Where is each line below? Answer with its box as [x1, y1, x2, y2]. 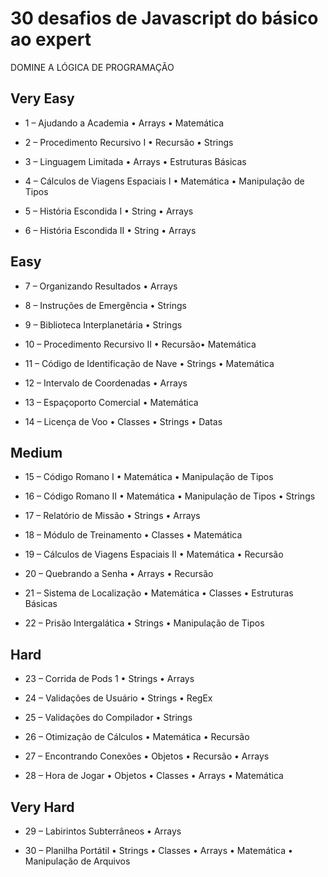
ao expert [10, 28, 92, 51]
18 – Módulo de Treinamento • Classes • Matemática [24, 529, 243, 541]
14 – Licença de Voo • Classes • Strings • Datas [24, 415, 223, 427]
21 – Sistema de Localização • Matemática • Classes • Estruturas [24, 587, 294, 599]
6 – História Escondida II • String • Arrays [24, 224, 197, 236]
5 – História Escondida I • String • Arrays [24, 205, 194, 217]
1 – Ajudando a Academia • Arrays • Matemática [24, 117, 225, 129]
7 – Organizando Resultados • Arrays [24, 280, 178, 292]
